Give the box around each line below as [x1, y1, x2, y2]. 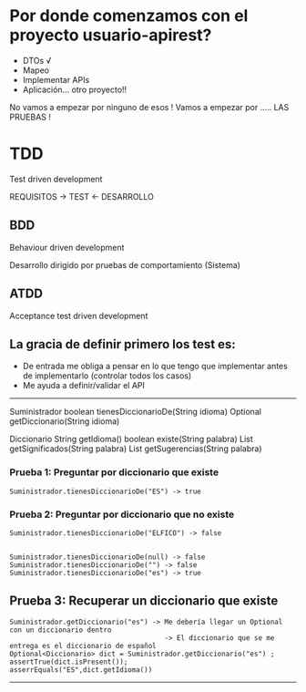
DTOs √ [22, 55, 52, 66]
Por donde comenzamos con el [9, 5, 249, 26]
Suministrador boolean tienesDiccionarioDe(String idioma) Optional [9, 407, 262, 418]
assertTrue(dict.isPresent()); [9, 657, 128, 666]
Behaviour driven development [9, 242, 125, 253]
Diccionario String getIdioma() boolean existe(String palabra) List [9, 434, 253, 445]
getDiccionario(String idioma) [9, 416, 120, 427]
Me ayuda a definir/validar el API [22, 380, 146, 391]
